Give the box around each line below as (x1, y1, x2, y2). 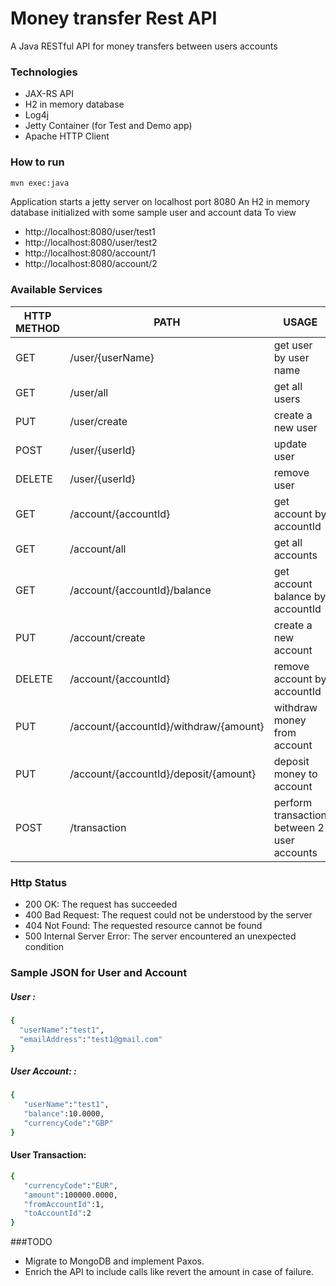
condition (24, 941, 65, 952)
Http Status (10, 875, 68, 889)
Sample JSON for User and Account (10, 965, 188, 979)
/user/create (69, 414, 128, 428)
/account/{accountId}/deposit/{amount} (69, 767, 257, 781)
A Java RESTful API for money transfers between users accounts (10, 40, 278, 52)
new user (273, 420, 318, 434)
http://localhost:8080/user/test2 (24, 237, 158, 249)
